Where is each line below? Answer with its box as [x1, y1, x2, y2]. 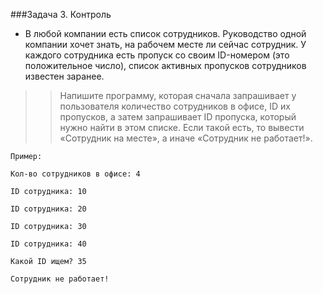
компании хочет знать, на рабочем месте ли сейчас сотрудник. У [24, 39, 307, 50]
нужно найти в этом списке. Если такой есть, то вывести [59, 122, 305, 133]
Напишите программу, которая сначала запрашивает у [59, 90, 297, 101]
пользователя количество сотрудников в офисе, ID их [59, 100, 291, 112]
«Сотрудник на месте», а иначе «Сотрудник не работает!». [59, 132, 313, 144]
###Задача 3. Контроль [10, 9, 112, 20]
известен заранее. [24, 70, 105, 82]
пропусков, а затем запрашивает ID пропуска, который [59, 111, 297, 123]
